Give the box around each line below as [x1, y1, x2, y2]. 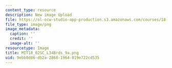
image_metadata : [5, 27, 40, 32]
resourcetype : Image [5, 46, 50, 51]
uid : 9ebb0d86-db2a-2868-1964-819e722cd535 [5, 55, 100, 60]
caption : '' [10, 31, 36, 36]
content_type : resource [5, 7, 56, 13]
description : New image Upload [5, 12, 72, 17]
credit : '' [10, 36, 33, 41]
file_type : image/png [5, 21, 52, 27]
